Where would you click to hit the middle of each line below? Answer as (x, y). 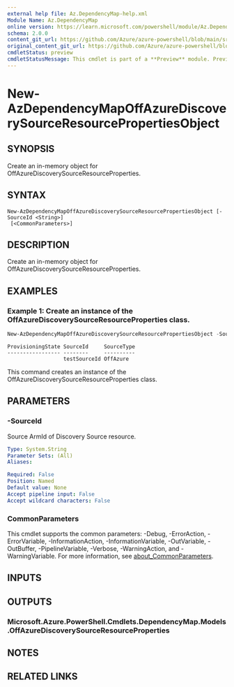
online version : (31, 27)
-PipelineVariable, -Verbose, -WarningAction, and (109, 548)
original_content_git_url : (46, 46)
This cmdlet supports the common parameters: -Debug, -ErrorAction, (107, 533)
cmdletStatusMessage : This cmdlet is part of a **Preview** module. (109, 59)
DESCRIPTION (38, 245)
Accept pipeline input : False (51, 494)
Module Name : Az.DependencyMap (53, 20)
